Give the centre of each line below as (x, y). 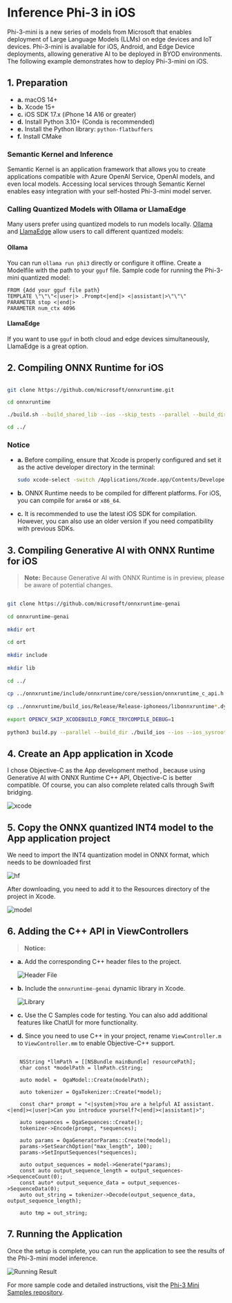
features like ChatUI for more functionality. (77, 1022)
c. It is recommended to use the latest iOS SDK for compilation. (107, 514)
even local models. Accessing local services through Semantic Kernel (106, 184)
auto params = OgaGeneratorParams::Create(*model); (95, 1140)
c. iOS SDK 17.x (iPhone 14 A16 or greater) (77, 114)
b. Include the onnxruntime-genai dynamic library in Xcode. (101, 988)
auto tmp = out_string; (54, 1213)
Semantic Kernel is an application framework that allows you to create (106, 169)
